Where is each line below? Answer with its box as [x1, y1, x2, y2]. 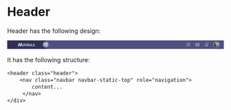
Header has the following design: [7, 27, 101, 35]
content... [32, 83, 63, 91]
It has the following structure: [7, 56, 91, 64]
